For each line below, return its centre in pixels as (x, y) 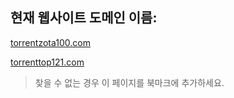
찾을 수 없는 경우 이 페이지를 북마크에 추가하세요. (129, 82)
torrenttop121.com (47, 62)
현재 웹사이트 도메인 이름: (84, 18)
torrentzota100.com (50, 42)
